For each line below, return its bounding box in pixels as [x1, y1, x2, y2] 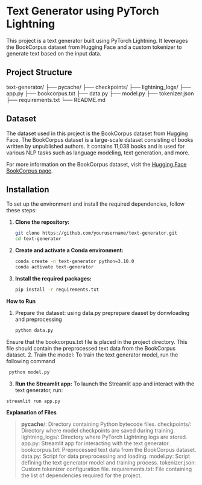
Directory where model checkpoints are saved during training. [21, 427, 175, 434]
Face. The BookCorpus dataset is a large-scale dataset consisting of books [6, 136, 194, 143]
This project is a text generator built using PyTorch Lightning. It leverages [6, 37, 188, 44]
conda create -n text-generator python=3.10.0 [14, 258, 134, 265]
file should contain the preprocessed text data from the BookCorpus [6, 344, 176, 352]
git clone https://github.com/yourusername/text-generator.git [14, 230, 178, 236]
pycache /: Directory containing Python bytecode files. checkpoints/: [21, 420, 192, 428]
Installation [6, 184, 49, 194]
